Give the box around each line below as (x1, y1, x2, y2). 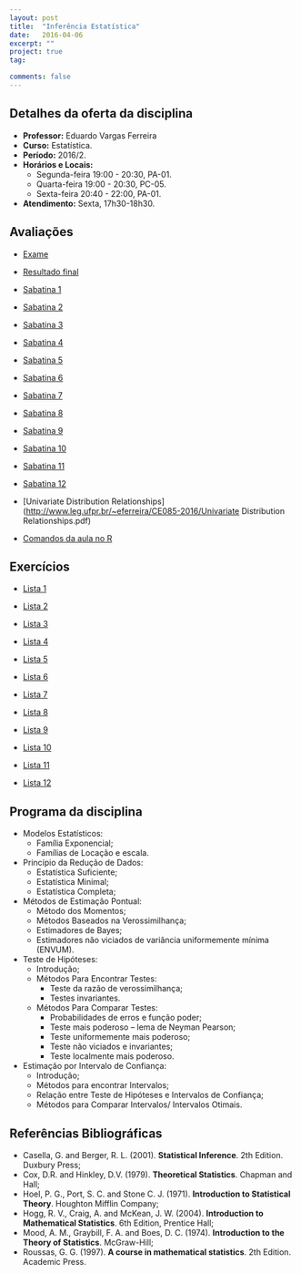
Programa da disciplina (9, 804, 143, 819)
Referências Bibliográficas (9, 1125, 163, 1141)
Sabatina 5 (22, 354, 64, 365)
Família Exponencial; (35, 837, 114, 848)
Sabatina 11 (22, 460, 65, 471)
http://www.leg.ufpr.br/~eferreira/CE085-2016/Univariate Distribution (25, 505, 285, 516)
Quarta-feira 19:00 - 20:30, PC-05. (35, 179, 166, 190)
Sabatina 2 (22, 302, 64, 313)
